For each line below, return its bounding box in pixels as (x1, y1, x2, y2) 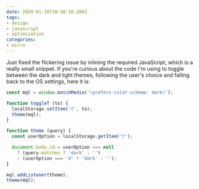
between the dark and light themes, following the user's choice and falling (6, 71, 190, 79)
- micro (6, 43, 26, 49)
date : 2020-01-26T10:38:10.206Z (6, 8, 87, 15)
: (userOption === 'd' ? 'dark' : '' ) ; (17, 155, 117, 161)
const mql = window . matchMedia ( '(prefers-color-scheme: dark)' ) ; (6, 89, 173, 95)
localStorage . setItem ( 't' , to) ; (11, 106, 93, 112)
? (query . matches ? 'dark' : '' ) (17, 149, 101, 156)
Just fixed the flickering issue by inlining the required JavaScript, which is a (6, 58, 194, 66)
